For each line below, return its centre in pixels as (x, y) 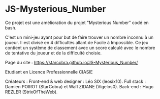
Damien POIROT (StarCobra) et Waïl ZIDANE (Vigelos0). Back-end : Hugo (79, 86)
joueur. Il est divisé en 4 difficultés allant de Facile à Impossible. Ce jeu (77, 42)
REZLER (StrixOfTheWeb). (32, 92)
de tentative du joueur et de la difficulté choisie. (53, 53)
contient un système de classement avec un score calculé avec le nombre (80, 48)
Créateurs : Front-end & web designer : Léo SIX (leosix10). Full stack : (76, 81)
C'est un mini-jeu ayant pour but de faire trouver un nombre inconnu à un (79, 37)
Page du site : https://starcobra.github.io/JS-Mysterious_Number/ (72, 62)
